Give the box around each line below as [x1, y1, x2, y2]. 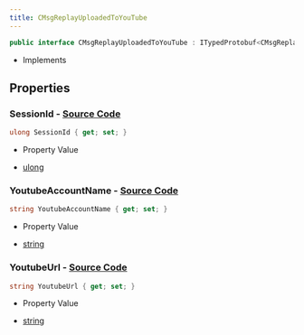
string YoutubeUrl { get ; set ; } [9, 282, 136, 291]
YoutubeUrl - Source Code [9, 261, 128, 274]
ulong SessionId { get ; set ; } [9, 128, 128, 137]
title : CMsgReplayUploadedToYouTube [9, 13, 147, 23]
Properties [9, 80, 71, 96]
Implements [22, 54, 67, 65]
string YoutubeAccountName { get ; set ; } [9, 205, 168, 214]
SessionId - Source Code [9, 107, 121, 120]
